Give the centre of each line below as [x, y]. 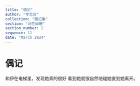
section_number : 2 [24, 28]
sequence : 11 [19, 33]
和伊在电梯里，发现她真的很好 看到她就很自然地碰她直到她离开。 [71, 78]
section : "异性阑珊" [25, 24]
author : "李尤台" [22, 14]
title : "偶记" [19, 10]
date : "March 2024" [25, 38]
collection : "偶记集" [26, 19]
